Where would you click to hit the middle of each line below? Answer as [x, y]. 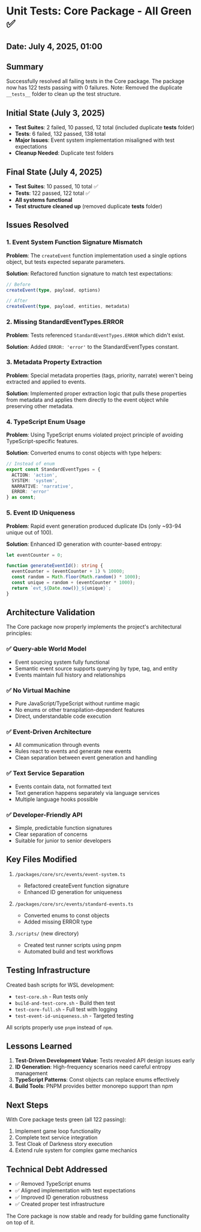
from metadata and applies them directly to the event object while [88, 400]
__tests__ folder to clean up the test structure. [64, 94]
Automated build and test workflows [69, 951]
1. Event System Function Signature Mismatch [74, 242]
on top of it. [20, 1222]
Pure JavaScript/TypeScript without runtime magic [77, 703]
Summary [25, 66]
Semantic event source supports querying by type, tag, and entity [96, 668]
